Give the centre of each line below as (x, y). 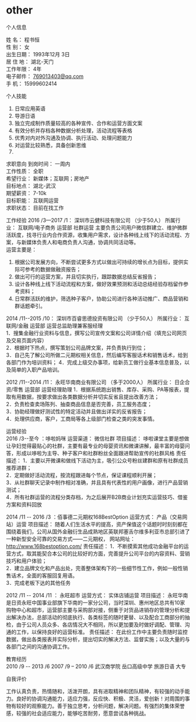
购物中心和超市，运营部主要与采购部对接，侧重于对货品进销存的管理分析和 (95, 609)
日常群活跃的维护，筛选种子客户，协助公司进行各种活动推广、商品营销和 (101, 298)
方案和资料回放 (24, 504)
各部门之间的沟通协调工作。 (39, 646)
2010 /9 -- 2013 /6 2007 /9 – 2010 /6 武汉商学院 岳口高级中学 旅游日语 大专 (96, 666)
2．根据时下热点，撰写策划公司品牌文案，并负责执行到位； (77, 348)
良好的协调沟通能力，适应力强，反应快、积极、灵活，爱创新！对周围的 (100, 699)
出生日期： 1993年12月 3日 (38, 54)
